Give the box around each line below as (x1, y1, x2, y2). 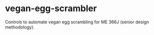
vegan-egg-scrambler (5, 3, 97, 14)
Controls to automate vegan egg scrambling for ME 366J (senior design (5, 19, 150, 25)
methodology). (5, 24, 35, 30)
